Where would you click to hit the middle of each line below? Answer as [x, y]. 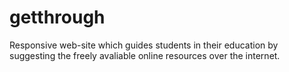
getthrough [57, 17]
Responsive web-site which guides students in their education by [144, 45]
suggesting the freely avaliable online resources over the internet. [145, 55]
